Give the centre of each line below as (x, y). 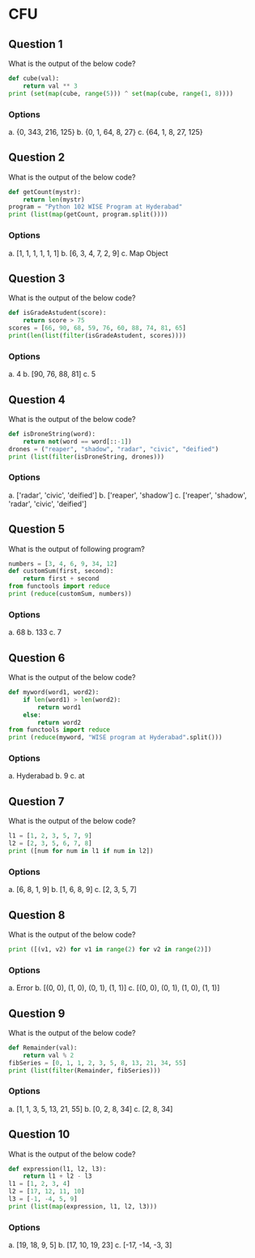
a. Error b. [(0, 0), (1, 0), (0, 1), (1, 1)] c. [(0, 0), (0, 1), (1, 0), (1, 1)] (114, 988)
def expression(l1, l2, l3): (57, 1169)
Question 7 (36, 801)
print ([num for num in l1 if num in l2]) (81, 851)
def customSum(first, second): (61, 571)
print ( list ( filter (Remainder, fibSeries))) (85, 1071)
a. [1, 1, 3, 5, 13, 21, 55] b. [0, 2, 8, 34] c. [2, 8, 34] (91, 1109)
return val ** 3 (51, 86)
